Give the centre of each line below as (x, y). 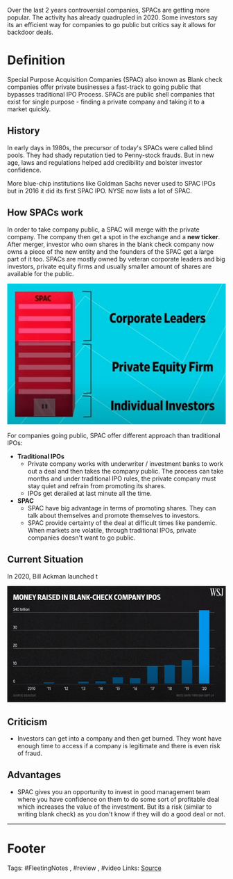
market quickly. (29, 109)
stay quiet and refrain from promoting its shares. (97, 485)
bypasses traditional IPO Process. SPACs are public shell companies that (111, 94)
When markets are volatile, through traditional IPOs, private (112, 530)
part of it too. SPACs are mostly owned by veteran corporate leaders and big (116, 259)
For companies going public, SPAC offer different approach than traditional (114, 435)
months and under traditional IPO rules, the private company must (122, 478)
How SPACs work (45, 212)
